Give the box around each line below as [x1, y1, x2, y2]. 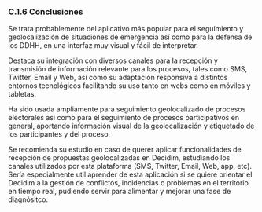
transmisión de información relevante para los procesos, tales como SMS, [8, 64, 248, 74]
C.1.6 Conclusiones [8, 6, 83, 17]
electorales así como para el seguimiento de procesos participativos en [8, 113, 240, 122]
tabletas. [8, 90, 37, 99]
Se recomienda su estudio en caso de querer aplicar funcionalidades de [8, 144, 242, 155]
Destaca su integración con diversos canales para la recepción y [8, 56, 219, 65]
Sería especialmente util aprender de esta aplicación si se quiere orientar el [8, 170, 253, 179]
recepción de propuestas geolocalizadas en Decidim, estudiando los [8, 153, 231, 163]
